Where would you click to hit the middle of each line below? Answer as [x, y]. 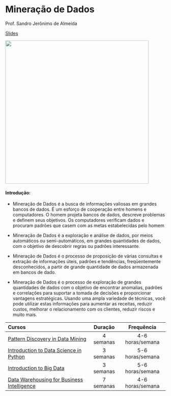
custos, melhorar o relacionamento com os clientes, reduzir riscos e [84, 309]
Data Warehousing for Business [45, 380]
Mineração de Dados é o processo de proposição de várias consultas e [88, 256]
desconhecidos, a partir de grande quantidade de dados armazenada [85, 267]
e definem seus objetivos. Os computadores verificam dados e [78, 220]
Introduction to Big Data [36, 369]
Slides [12, 33]
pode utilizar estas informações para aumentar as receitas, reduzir [82, 304]
